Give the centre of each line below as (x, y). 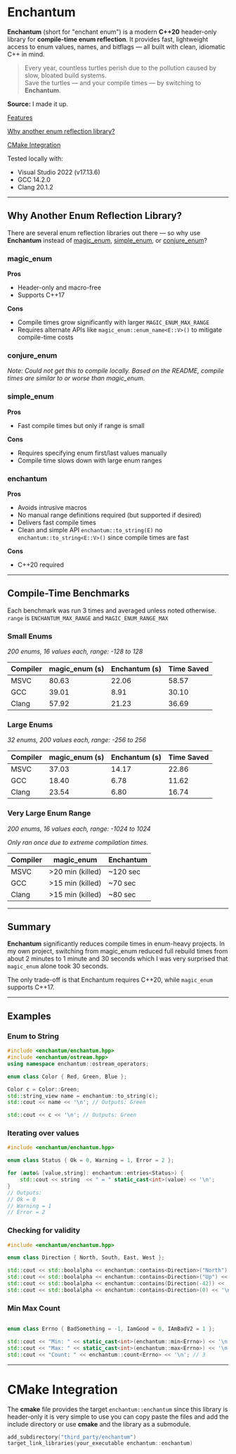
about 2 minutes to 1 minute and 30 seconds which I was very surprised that (118, 959)
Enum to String (33, 1036)
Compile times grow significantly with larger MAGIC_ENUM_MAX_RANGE (113, 322)
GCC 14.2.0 (34, 180)
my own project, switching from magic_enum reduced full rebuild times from (118, 951)
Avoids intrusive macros (52, 507)
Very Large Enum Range (49, 813)
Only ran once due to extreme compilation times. (78, 842)
